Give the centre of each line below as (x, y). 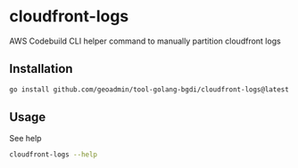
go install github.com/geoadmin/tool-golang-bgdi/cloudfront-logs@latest (149, 89)
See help (25, 139)
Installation (41, 69)
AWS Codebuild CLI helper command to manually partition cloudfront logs (145, 41)
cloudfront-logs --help (54, 155)
